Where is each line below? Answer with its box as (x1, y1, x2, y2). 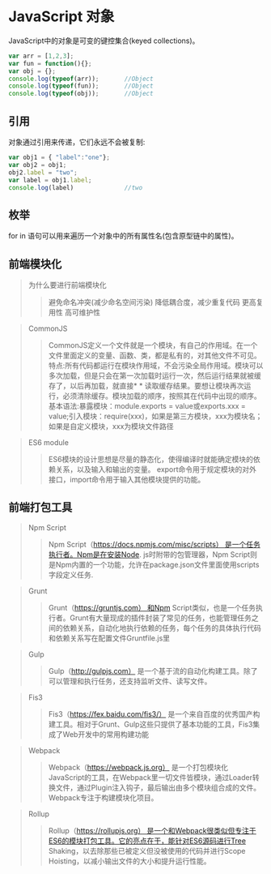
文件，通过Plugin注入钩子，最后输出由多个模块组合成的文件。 (55, 782, 261, 792)
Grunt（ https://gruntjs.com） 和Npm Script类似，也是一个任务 (48, 602, 256, 612)
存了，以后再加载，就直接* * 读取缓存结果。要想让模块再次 (48, 381, 244, 390)
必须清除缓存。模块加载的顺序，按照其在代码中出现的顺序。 (62, 391, 261, 401)
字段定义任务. (48, 569, 94, 580)
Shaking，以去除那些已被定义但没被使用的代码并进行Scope (48, 846, 246, 855)
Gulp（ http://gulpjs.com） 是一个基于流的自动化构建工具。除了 (48, 666, 258, 675)
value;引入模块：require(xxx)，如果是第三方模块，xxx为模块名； (48, 411, 263, 421)
